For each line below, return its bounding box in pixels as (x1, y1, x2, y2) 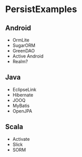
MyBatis (12, 102, 30, 109)
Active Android (12, 53, 44, 59)
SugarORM (12, 42, 36, 48)
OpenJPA (12, 108, 33, 114)
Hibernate (12, 92, 34, 98)
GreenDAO (12, 48, 35, 54)
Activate (12, 136, 30, 142)
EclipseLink (12, 86, 37, 92)
